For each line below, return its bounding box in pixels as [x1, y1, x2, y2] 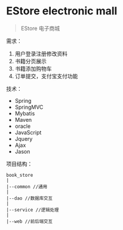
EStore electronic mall [6, 4, 118, 18]
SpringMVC [14, 103, 44, 111]
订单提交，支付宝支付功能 [14, 72, 78, 79]
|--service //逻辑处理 [6, 207, 59, 213]
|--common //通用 [6, 183, 48, 189]
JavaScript [14, 128, 42, 136]
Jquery [14, 135, 33, 142]
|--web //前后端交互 [6, 218, 53, 225]
